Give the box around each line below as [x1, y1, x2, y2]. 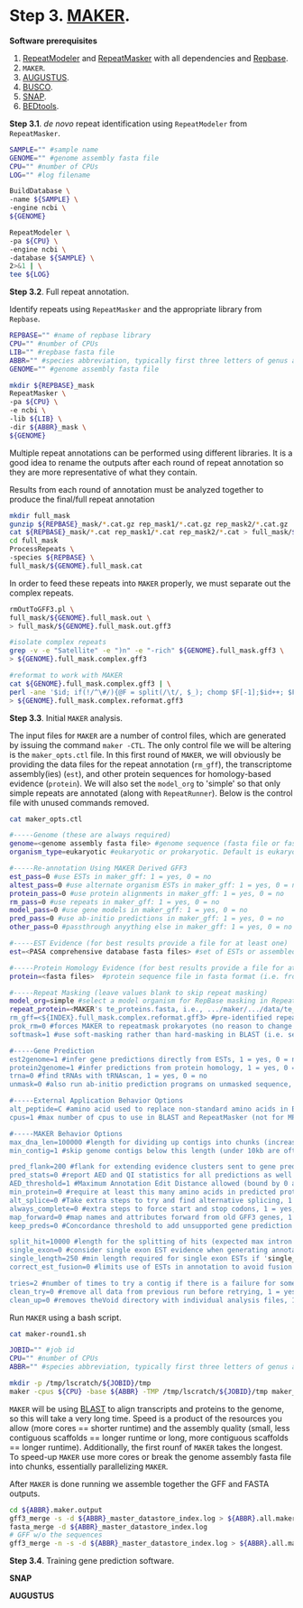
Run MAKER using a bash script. [9, 1312, 122, 1323]
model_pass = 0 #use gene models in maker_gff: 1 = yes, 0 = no [9, 906, 248, 915]
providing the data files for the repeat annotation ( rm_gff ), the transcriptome [9, 759, 292, 770]
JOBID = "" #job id [9, 1345, 75, 1354]
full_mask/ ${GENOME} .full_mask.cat [9, 561, 143, 570]
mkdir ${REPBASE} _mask [9, 381, 95, 390]
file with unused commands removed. [9, 797, 150, 808]
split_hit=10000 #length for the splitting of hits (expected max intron [9, 1237, 293, 1246]
